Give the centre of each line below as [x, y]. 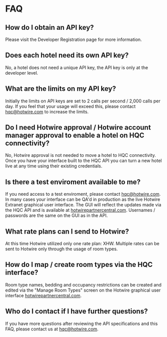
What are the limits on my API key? [61, 89]
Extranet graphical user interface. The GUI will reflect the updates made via [83, 205]
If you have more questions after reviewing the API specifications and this [81, 323]
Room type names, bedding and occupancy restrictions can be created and [83, 285]
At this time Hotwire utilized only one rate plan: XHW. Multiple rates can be [82, 244]
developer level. [22, 73]
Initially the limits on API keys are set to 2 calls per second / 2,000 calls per [83, 101]
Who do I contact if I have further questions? [77, 312]
